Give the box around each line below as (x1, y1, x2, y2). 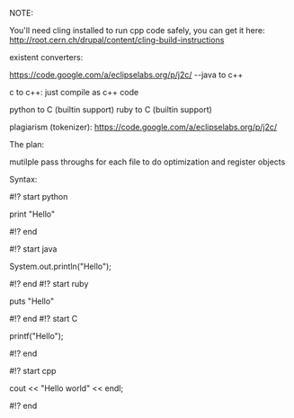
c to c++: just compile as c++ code (9, 87, 139, 97)
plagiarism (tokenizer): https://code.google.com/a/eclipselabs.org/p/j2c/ (9, 121, 278, 132)
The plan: (9, 139, 45, 149)
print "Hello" (9, 209, 56, 219)
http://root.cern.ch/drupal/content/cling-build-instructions (9, 35, 225, 45)
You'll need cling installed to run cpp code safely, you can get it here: (9, 25, 265, 35)
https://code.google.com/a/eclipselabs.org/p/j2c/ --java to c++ (9, 69, 244, 80)
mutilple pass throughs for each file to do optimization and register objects (9, 156, 286, 167)
